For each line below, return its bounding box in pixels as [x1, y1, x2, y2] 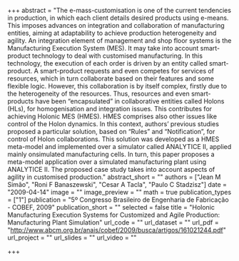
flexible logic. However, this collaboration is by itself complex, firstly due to [7, 82, 227, 90]
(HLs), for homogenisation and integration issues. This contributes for [7, 105, 213, 113]
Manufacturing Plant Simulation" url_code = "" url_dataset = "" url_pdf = [7, 218, 219, 227]
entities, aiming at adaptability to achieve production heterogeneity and [7, 29, 217, 37]
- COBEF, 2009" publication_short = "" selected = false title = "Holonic [7, 203, 215, 211]
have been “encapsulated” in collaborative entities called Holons [35, 97, 225, 106]
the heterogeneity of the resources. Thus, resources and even [7, 89, 190, 98]
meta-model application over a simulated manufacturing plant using [7, 158, 207, 166]
